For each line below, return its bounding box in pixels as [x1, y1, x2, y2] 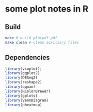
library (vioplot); [5, 66, 42, 71]
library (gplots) [5, 93, 38, 98]
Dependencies [5, 53, 50, 62]
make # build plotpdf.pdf [5, 35, 57, 40]
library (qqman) [5, 84, 36, 89]
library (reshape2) [5, 80, 42, 85]
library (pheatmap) [5, 102, 42, 107]
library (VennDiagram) [5, 98, 49, 103]
